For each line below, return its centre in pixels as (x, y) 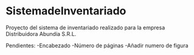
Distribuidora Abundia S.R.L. (41, 33)
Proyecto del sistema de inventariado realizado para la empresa (85, 27)
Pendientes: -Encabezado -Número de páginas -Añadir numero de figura (97, 45)
